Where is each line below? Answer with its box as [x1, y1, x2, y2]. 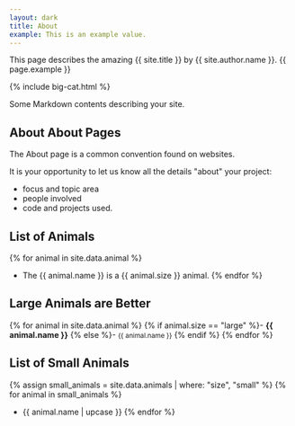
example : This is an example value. [9, 30, 147, 39]
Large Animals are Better [9, 296, 151, 311]
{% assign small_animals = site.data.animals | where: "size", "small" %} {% [9, 379, 286, 390]
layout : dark [9, 13, 58, 22]
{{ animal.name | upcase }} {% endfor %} [22, 406, 175, 417]
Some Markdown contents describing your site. [9, 99, 185, 110]
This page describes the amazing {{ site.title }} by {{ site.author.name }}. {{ [9, 55, 286, 66]
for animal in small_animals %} [9, 388, 122, 400]
